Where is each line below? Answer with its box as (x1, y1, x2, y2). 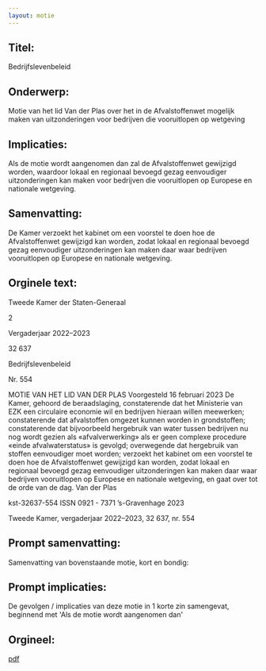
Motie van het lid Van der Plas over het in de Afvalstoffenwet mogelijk (8, 106, 235, 116)
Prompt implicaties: (8, 580, 107, 594)
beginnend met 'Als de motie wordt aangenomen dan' (8, 610, 184, 619)
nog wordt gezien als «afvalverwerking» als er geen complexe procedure (8, 432, 247, 442)
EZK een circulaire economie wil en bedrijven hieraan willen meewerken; (8, 407, 245, 416)
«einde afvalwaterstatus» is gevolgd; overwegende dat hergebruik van (8, 440, 239, 449)
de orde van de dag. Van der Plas (8, 482, 117, 492)
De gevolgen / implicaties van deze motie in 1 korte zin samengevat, (8, 601, 230, 611)
